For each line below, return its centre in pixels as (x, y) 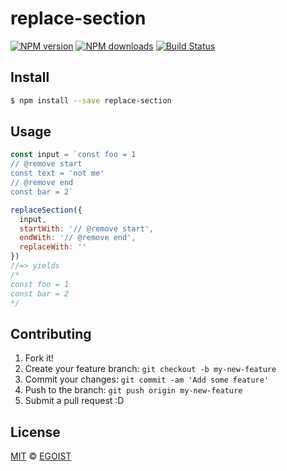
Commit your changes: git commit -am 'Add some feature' (147, 379)
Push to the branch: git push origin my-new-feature (133, 390)
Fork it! (39, 358)
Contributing (51, 333)
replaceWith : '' (53, 247)
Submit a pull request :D (74, 401)
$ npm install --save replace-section (91, 100)
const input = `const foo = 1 (73, 155)
